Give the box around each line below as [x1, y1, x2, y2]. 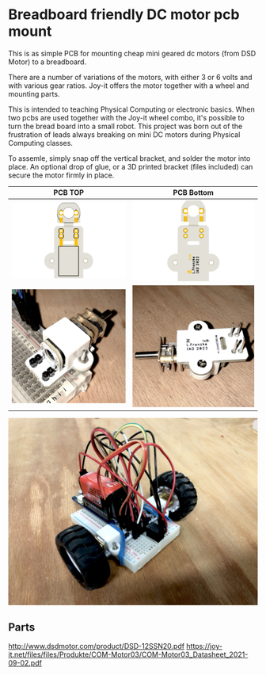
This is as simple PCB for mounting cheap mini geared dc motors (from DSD [8, 48, 256, 58]
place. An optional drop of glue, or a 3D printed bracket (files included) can [8, 162, 253, 171]
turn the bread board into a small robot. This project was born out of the [8, 121, 243, 131]
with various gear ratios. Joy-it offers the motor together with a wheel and [8, 81, 249, 90]
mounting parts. [8, 89, 60, 98]
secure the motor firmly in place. [8, 170, 115, 180]
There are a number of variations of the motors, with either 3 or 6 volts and [8, 72, 253, 82]
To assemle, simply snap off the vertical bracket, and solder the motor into [8, 153, 251, 163]
